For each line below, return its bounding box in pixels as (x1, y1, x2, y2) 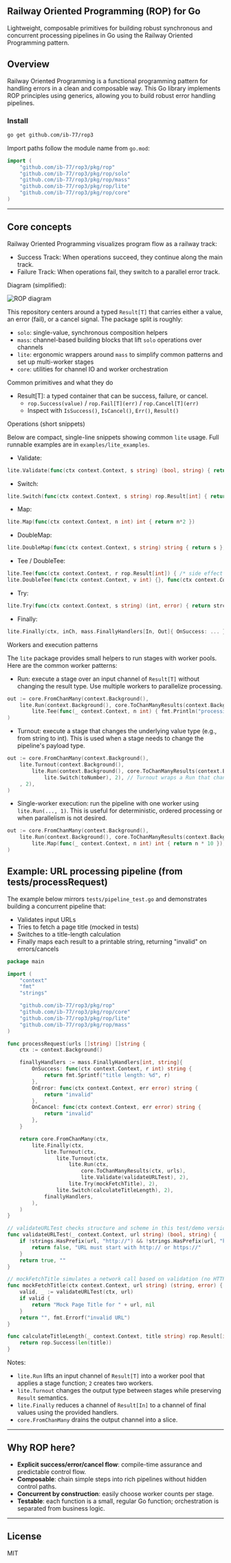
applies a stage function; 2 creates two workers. (16, 1379, 153, 1387)
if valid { (19, 1295, 51, 1302)
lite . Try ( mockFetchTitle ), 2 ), (68, 1181, 158, 1187)
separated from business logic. (16, 1504, 105, 1512)
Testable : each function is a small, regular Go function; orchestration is (16, 1497, 219, 1505)
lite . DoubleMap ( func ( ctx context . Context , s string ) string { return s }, (7, 544, 226, 551)
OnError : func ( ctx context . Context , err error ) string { (32, 1085, 198, 1092)
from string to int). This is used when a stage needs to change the (16, 734, 204, 743)
